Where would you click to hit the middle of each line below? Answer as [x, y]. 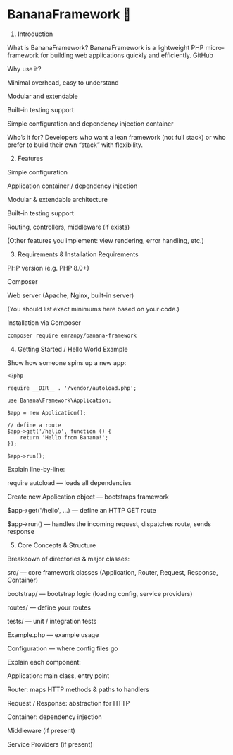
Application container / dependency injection [73, 186]
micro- [215, 47]
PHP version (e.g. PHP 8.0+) [48, 268]
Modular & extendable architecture [57, 199]
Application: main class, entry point [58, 676]
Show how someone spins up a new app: [67, 362]
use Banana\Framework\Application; [59, 400]
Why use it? [24, 69]
